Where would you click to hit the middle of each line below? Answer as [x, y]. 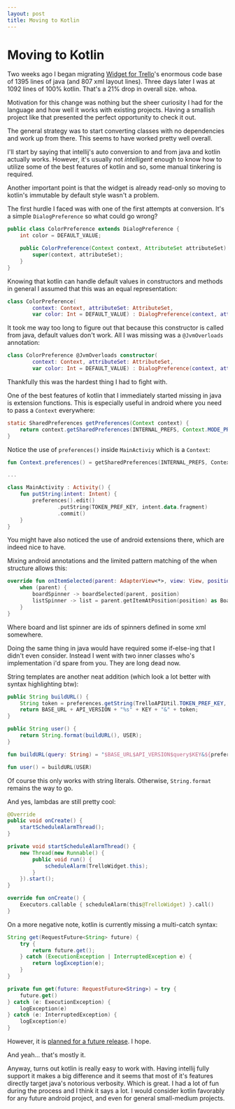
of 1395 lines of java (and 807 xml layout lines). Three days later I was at [111, 82]
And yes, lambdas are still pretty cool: [62, 801]
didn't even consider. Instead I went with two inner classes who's [101, 656]
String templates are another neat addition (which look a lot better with [109, 677]
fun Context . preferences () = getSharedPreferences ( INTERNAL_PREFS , [108, 462]
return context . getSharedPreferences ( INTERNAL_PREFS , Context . [114, 430]
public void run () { [62, 859]
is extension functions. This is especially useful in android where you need [115, 402]
